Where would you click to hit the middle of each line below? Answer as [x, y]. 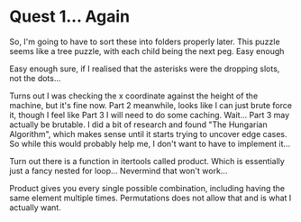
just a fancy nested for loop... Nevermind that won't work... [119, 171]
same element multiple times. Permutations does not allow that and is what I [150, 198]
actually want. [35, 207]
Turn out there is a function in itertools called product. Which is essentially [147, 161]
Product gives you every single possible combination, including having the [147, 188]
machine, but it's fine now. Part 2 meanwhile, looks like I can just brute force [151, 105]
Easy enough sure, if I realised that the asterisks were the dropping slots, [145, 69]
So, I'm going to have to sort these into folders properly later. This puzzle [145, 42]
